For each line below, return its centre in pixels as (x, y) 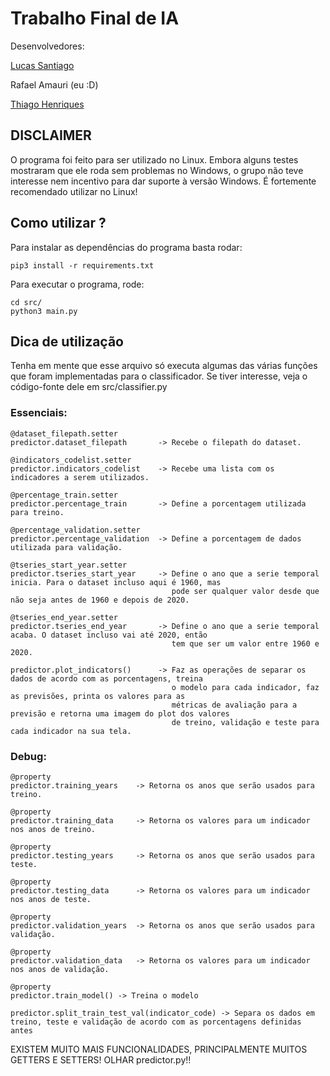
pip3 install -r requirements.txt (82, 265)
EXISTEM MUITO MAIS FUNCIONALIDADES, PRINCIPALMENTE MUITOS (159, 1049)
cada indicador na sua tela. (71, 731)
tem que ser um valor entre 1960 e (245, 643)
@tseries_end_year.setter (64, 617)
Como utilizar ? (58, 223)
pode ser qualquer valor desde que (245, 591)
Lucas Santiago (42, 65)
